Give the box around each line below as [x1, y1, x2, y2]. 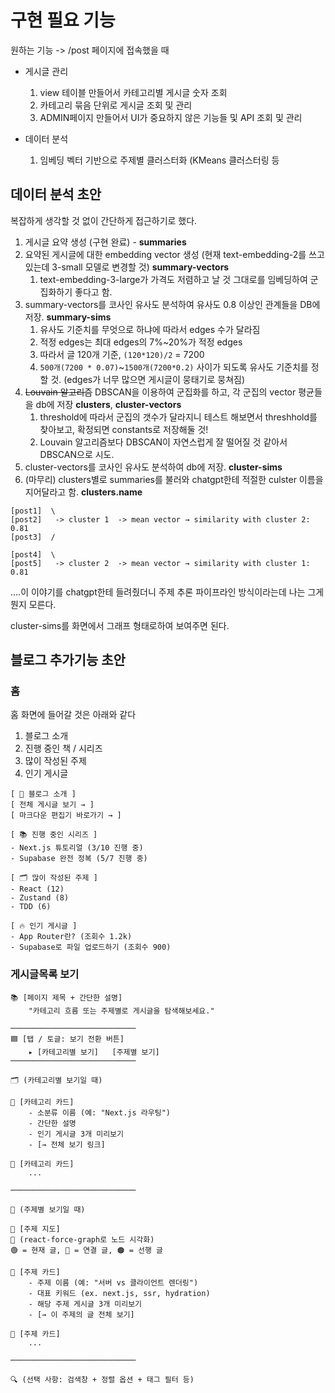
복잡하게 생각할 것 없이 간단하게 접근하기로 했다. [10, 214, 198, 226]
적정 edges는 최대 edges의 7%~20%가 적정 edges [39, 336, 243, 348]
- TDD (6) [10, 902, 52, 912]
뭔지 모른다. [10, 598, 57, 610]
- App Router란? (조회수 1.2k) [10, 932, 133, 942]
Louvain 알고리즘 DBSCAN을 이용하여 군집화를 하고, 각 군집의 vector [24, 386, 297, 398]
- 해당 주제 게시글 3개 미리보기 [28, 1299, 143, 1309]
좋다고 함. [74, 286, 113, 298]
